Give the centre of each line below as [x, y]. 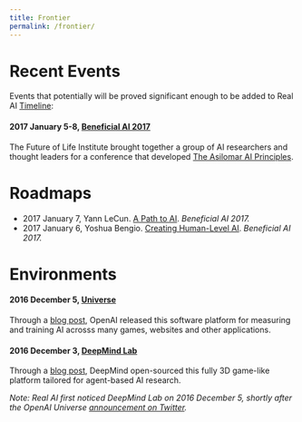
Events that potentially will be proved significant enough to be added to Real [151, 96]
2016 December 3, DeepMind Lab [73, 350]
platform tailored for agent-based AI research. [95, 380]
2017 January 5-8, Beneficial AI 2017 [80, 127]
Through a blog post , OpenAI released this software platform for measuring [150, 319]
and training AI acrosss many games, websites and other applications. [140, 329]
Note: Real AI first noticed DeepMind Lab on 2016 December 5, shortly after [151, 398]
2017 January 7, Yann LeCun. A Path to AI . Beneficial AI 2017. [136, 218]
